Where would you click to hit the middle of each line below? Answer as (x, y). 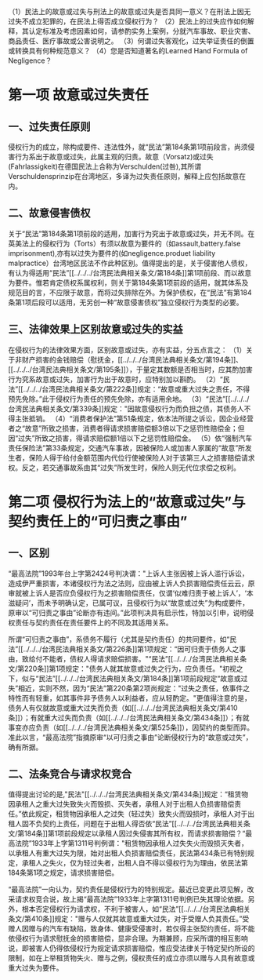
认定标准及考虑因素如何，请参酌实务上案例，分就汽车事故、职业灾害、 (142, 31)
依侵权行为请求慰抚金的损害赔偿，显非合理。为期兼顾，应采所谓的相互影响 (128, 938)
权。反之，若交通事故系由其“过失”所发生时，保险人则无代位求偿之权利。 (124, 467)
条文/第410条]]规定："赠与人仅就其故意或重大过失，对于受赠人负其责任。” (125, 919)
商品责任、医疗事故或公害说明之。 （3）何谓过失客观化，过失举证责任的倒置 (131, 41)
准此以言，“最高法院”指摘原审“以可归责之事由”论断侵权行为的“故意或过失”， (130, 737)
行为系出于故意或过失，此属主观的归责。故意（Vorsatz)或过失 (114, 157)
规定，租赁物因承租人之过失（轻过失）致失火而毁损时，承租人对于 (141, 814)
